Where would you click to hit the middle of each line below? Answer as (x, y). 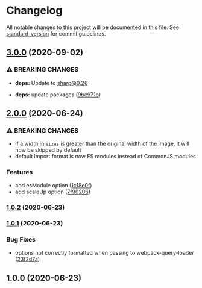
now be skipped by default (48, 150)
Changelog (34, 11)
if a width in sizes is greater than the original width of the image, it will (102, 144)
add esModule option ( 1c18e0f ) (53, 185)
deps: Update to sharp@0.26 (51, 83)
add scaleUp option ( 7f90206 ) (53, 192)
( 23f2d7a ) (27, 259)
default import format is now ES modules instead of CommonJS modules (105, 157)
